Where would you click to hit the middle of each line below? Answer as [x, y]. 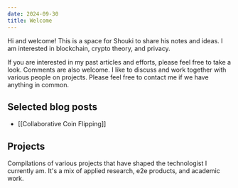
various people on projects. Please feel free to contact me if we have [108, 77]
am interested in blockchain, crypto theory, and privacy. [89, 48]
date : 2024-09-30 [33, 14]
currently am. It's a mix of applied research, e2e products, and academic [114, 171]
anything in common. [38, 84]
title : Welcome [30, 21]
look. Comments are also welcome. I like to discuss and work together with [117, 70]
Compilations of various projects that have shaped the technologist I [107, 163]
